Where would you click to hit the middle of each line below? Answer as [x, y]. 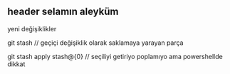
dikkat [16, 64]
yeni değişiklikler [32, 28]
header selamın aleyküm [63, 12]
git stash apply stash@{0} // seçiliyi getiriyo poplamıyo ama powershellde [115, 56]
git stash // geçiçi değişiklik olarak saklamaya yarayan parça [95, 43]
